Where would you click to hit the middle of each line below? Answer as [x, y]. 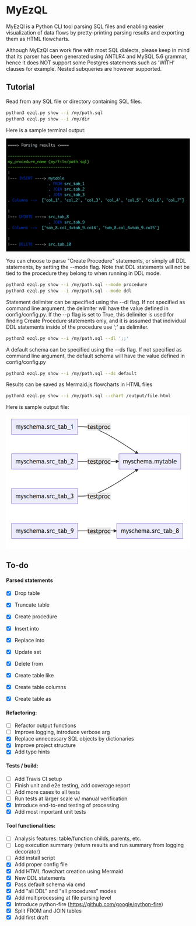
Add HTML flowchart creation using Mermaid [69, 871]
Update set [28, 652]
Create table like [34, 675]
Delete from [29, 663]
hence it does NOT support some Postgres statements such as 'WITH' [90, 63]
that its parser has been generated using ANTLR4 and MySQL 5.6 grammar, [97, 56]
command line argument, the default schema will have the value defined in [96, 356]
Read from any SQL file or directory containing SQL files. [74, 101]
